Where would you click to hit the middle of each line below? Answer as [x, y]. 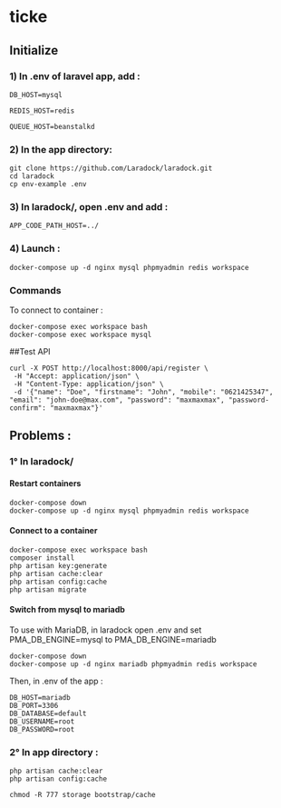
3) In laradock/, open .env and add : [89, 207]
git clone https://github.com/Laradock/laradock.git [111, 169]
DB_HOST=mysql [36, 95]
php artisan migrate [48, 589]
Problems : [40, 436]
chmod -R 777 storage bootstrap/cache [82, 795]
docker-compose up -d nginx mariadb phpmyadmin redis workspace [133, 664]
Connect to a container [53, 531]
